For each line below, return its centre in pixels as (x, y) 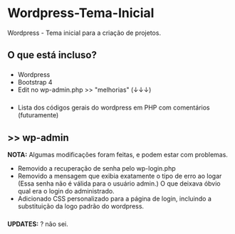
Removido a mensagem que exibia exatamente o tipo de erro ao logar (120, 176)
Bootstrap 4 (35, 83)
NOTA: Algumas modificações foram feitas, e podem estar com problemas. (117, 154)
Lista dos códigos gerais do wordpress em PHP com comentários (114, 107)
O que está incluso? (52, 55)
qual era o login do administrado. (66, 191)
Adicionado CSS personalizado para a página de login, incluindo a (115, 198)
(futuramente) (38, 115)
